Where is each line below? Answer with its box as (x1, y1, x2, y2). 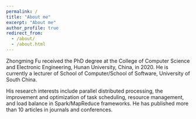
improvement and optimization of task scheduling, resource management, (6, 93, 184, 100)
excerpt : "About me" (6, 19, 57, 25)
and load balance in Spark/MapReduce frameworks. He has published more (6, 100, 189, 107)
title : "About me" (6, 14, 51, 20)
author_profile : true (6, 25, 59, 31)
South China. (6, 76, 37, 83)
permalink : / (6, 8, 38, 15)
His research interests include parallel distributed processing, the (6, 87, 163, 94)
